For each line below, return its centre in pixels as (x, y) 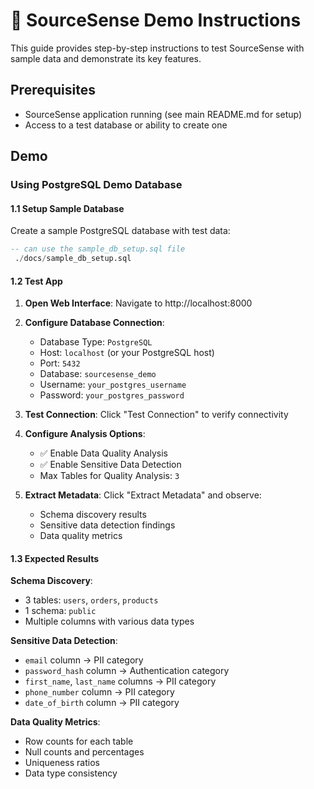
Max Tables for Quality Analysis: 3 (109, 476)
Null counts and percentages (84, 752)
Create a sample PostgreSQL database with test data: (120, 231)
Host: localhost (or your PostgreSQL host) (127, 353)
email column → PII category (84, 660)
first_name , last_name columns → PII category (120, 681)
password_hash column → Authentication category (127, 671)
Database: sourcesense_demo (98, 374)
